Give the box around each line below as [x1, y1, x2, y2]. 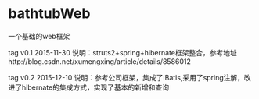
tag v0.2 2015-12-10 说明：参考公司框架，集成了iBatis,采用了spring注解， [8, 72, 245, 82]
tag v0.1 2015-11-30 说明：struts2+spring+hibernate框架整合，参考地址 [8, 48, 237, 57]
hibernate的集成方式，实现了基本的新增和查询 [21, 83, 170, 92]
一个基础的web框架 [8, 31, 70, 41]
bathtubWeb [8, 5, 91, 23]
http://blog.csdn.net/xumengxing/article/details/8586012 [8, 56, 192, 66]
